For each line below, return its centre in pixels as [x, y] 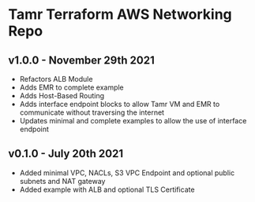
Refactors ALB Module [56, 79]
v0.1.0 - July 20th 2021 [66, 154]
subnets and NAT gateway [62, 181]
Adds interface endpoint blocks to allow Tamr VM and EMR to [120, 104]
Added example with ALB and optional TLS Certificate [107, 189]
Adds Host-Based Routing [62, 95]
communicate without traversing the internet [92, 112]
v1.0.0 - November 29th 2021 [82, 60]
